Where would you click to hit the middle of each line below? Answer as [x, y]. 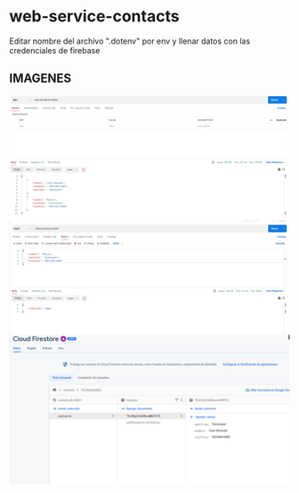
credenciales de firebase [55, 50]
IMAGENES [40, 79]
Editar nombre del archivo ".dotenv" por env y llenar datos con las [130, 41]
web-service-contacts [94, 16]
